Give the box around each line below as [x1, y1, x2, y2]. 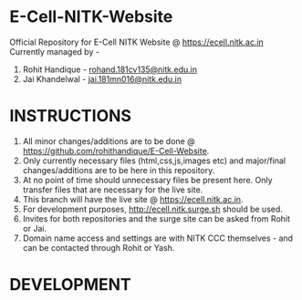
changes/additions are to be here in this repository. [22, 164, 215, 175]
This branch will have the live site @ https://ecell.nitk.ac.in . [22, 193, 244, 204]
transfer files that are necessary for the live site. [22, 184, 203, 195]
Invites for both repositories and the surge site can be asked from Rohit [22, 212, 290, 224]
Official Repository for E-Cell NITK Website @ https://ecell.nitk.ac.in [9, 36, 265, 47]
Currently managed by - [9, 46, 100, 57]
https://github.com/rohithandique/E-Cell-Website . [22, 145, 210, 156]
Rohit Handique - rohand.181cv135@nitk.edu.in [22, 64, 198, 75]
